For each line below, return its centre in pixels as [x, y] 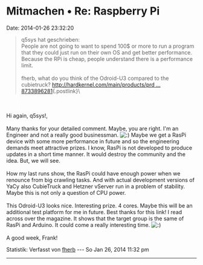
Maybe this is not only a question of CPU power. [66, 192]
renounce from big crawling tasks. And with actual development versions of [101, 180]
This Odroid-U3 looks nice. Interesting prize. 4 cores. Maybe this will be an [99, 205]
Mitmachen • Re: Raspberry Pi [83, 11]
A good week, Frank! [32, 238]
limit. [27, 65]
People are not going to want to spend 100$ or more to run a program [108, 46]
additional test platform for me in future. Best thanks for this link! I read [94, 212]
